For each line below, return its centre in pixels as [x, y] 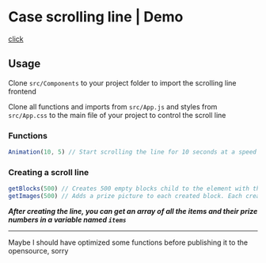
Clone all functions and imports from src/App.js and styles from [113, 106]
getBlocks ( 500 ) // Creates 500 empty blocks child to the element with [129, 189]
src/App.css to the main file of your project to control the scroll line [117, 115]
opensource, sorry [38, 250]
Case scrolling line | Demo [96, 17]
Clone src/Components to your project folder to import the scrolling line [122, 82]
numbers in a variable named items [67, 219]
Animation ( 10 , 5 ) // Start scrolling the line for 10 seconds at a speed [133, 152]
